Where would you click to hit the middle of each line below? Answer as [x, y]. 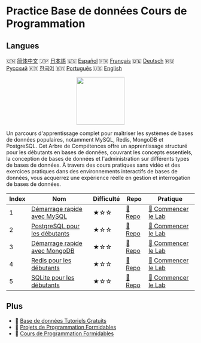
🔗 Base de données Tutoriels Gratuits [60, 320]
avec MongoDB [53, 251]
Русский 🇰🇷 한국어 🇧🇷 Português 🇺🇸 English [64, 68]
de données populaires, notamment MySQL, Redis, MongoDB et [85, 140]
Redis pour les [51, 260]
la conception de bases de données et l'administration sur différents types [98, 159]
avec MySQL [49, 216]
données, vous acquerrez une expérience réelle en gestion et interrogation [98, 178]
